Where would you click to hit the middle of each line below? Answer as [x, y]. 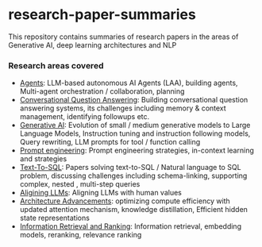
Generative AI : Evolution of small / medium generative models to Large [135, 125]
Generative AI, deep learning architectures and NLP [92, 44]
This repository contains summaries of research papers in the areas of [123, 37]
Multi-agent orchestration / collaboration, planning [102, 91]
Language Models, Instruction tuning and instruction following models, [135, 133]
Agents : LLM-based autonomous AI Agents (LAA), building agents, [129, 83]
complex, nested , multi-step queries [80, 184]
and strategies [43, 159]
